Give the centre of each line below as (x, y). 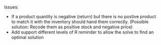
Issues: (11, 7)
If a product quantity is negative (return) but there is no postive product (83, 16)
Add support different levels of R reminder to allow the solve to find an (82, 32)
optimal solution (28, 37)
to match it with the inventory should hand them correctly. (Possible (80, 22)
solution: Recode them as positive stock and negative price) (72, 27)
